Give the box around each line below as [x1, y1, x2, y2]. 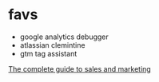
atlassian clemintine [19, 40, 85, 49]
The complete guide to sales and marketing [8, 64, 152, 73]
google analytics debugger [19, 32, 109, 41]
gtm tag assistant [19, 49, 78, 58]
